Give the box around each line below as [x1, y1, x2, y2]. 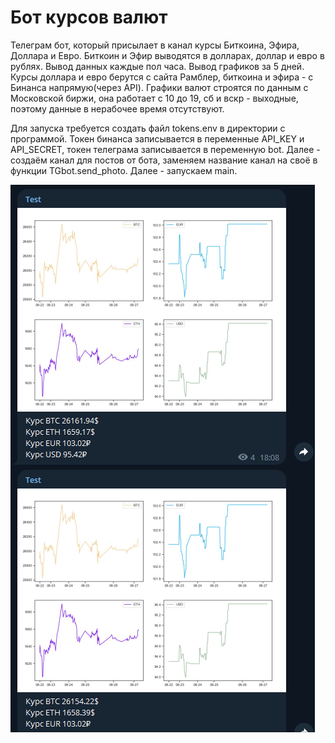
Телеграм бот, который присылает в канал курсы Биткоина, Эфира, [10, 39, 300, 51]
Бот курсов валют [10, 6, 168, 29]
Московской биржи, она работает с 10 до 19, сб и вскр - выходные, [10, 92, 299, 104]
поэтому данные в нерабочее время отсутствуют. [10, 102, 225, 115]
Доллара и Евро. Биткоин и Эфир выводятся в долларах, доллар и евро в [10, 49, 325, 61]
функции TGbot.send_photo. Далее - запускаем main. [10, 164, 238, 176]
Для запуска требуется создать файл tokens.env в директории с [10, 122, 286, 134]
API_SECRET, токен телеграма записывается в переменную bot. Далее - [10, 143, 321, 155]
